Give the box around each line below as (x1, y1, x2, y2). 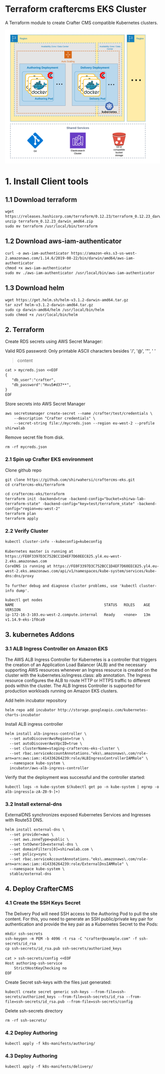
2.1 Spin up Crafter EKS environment (5, 456, 93, 463)
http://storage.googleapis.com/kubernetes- (57, 707, 148, 713)
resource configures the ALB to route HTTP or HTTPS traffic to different (5, 677, 151, 683)
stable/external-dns (9, 871, 52, 876)
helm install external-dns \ (5, 827, 65, 832)
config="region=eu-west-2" (5, 506, 60, 511)
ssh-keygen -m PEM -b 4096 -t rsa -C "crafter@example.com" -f (5, 936, 137, 941)
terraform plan (5, 511, 36, 516)
